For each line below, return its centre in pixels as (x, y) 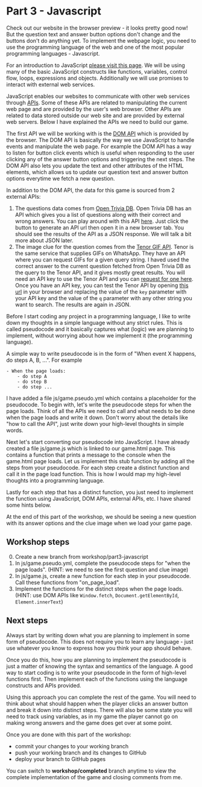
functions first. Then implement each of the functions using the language (97, 679)
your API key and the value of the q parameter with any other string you (104, 298)
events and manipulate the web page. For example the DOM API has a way (99, 146)
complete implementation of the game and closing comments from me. (94, 777)
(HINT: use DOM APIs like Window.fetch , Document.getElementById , (97, 595)
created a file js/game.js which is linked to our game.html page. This (91, 448)
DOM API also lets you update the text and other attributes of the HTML (95, 165)
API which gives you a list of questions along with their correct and (98, 214)
